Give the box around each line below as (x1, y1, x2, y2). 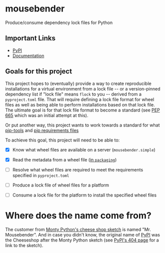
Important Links (5, 34, 56, 42)
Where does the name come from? (5, 210, 151, 221)
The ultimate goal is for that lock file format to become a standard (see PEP (5, 107, 160, 113)
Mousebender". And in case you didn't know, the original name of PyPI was (5, 231, 160, 237)
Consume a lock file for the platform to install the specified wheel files (12, 192, 156, 198)
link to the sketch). (5, 242, 43, 248)
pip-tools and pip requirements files (5, 127, 79, 133)
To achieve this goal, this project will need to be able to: (5, 137, 120, 143)
